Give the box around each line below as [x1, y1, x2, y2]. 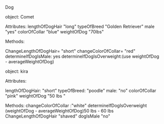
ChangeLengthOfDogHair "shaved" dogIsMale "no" [5, 113, 110, 119]
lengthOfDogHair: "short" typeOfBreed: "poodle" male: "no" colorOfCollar [5, 88, 157, 94]
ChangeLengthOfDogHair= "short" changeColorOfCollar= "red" [5, 48, 136, 54]
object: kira [5, 68, 28, 74]
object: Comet [5, 14, 34, 19]
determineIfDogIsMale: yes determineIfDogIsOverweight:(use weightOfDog [5, 53, 160, 59]
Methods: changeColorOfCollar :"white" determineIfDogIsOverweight [5, 103, 147, 109]
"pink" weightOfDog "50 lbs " [5, 93, 66, 99]
